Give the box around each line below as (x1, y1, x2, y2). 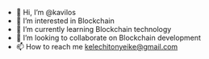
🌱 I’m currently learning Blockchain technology (15, 25, 172, 33)
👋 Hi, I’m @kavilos (15, 8, 77, 17)
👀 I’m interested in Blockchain (15, 16, 115, 26)
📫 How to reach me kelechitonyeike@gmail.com (15, 42, 178, 51)
